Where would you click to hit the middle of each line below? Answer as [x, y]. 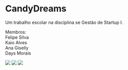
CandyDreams [36, 9]
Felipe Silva [17, 37]
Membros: [16, 32]
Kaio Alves [16, 42]
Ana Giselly [17, 48]
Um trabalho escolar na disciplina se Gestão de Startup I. [64, 22]
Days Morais [18, 53]
